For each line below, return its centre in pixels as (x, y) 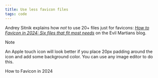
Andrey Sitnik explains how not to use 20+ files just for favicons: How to (77, 27)
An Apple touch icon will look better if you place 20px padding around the (79, 52)
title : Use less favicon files (37, 9)
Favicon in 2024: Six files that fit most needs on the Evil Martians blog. (76, 33)
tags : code (16, 14)
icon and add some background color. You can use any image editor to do (79, 56)
